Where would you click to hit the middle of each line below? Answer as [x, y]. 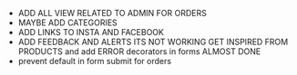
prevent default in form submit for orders [94, 61]
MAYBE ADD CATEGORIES [68, 23]
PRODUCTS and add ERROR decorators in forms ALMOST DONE [139, 52]
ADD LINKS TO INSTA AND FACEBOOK [91, 32]
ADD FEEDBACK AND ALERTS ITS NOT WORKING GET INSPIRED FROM [153, 42]
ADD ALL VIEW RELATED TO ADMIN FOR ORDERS [112, 13]
